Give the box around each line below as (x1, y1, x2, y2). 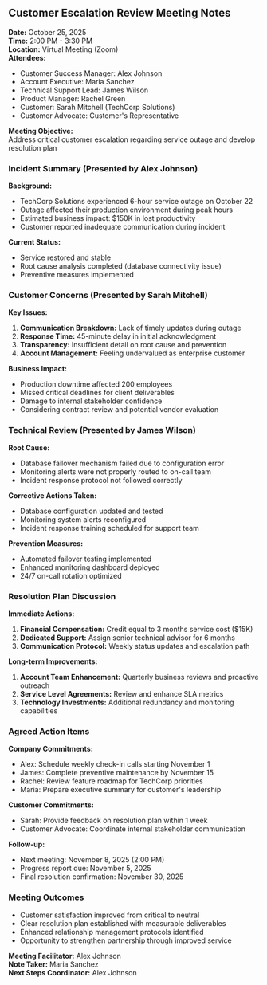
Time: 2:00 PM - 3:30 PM (8, 36, 93, 45)
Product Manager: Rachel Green (19, 93, 126, 103)
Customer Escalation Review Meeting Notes (8, 6, 231, 20)
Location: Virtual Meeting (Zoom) (8, 44, 119, 54)
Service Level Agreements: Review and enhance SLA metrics (19, 689, 224, 698)
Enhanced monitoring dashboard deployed (19, 562, 161, 572)
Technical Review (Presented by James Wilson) (8, 425, 197, 436)
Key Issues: (8, 308, 48, 317)
